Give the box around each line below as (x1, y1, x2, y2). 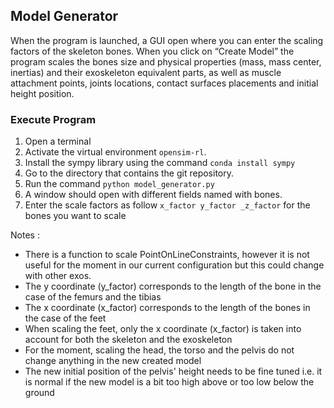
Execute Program (10, 112, 97, 126)
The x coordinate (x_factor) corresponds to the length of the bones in (24, 302, 311, 314)
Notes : (10, 229, 40, 241)
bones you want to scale (24, 210, 127, 222)
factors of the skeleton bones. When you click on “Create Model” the (10, 45, 295, 57)
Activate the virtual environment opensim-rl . (24, 146, 207, 158)
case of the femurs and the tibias (24, 291, 162, 303)
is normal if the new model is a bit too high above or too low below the (24, 376, 315, 388)
